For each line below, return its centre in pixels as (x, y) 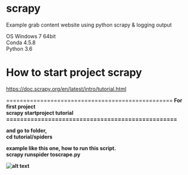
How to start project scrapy (74, 73)
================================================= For (94, 100)
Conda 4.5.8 (21, 42)
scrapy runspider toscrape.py (43, 154)
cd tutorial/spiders (29, 137)
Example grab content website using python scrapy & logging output (89, 25)
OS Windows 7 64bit (31, 36)
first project (21, 106)
